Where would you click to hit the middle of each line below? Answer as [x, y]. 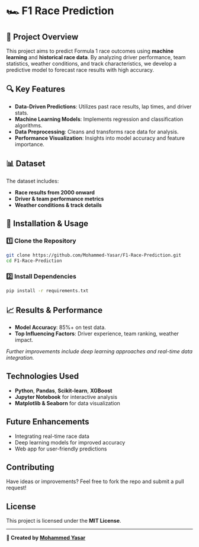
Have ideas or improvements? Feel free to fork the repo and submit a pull [95, 482]
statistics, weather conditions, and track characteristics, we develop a [91, 63]
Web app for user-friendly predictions [61, 449]
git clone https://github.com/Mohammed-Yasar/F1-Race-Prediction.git [94, 255]
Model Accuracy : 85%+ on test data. [60, 327]
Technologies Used [42, 376]
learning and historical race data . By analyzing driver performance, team [96, 57]
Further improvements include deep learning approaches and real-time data [99, 351]
